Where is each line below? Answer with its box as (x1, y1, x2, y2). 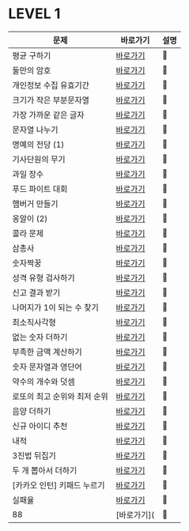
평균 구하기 (12, 50, 51, 61)
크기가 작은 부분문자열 (12, 94, 89, 105)
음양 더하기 (12, 405, 51, 416)
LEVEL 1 (8, 5, 61, 23)
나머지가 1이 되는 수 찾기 (12, 302, 99, 313)
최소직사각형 (12, 317, 57, 328)
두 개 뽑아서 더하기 (12, 465, 77, 476)
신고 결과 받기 (12, 287, 61, 298)
